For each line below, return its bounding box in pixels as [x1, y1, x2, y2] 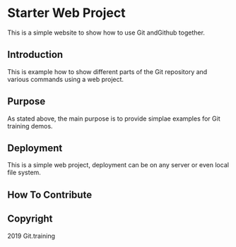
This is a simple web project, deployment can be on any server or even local [7, 161, 230, 169]
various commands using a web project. [7, 75, 124, 83]
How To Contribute [7, 188, 93, 200]
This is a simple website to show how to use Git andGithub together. [7, 28, 205, 37]
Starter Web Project [7, 5, 126, 21]
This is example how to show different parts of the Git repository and [7, 67, 208, 76]
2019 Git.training [7, 231, 55, 240]
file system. [7, 168, 41, 177]
